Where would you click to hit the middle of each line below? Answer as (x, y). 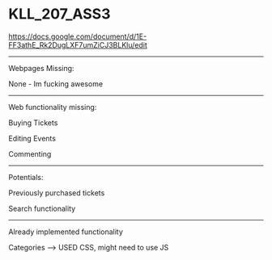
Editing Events (32, 138)
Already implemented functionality (66, 232)
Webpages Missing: (41, 68)
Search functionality (42, 208)
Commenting (30, 153)
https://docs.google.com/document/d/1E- (78, 36)
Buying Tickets (33, 123)
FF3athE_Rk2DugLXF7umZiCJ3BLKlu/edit (78, 44)
